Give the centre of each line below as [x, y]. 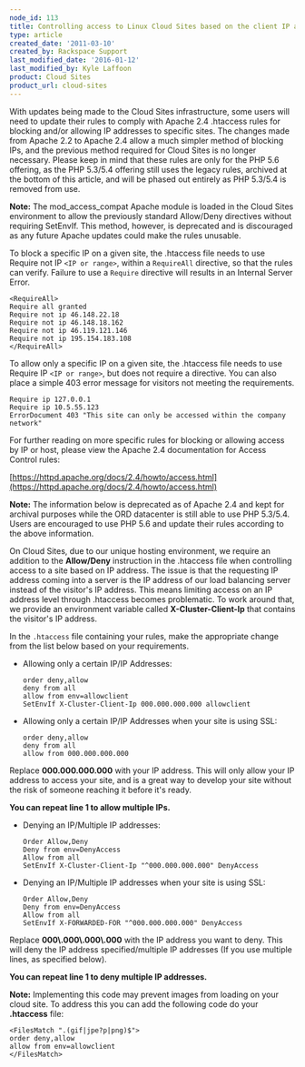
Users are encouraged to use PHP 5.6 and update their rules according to [147, 523]
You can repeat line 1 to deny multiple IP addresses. [108, 976]
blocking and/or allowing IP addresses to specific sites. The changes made [150, 131]
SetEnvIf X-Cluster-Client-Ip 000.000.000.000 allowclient [137, 704]
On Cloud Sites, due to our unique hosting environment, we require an [140, 550]
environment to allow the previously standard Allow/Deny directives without [151, 216]
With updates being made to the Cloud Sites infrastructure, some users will [150, 111]
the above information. [52, 533]
